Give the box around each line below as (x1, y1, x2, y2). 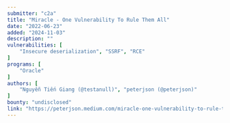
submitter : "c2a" (7, 10, 57, 17)
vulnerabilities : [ (7, 42, 63, 49)
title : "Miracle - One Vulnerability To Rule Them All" (7, 16, 170, 23)
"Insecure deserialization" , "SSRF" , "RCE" (19, 49, 146, 55)
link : (7, 105, 23, 112)
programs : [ (7, 61, 41, 68)
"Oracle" (19, 67, 44, 74)
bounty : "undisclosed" (7, 99, 72, 106)
